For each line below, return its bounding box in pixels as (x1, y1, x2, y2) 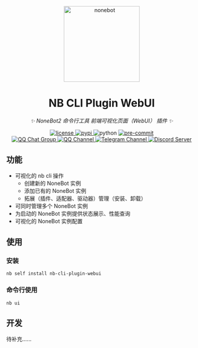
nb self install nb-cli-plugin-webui (6, 270, 102, 277)
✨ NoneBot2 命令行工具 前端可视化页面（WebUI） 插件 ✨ (30, 117, 174, 124)
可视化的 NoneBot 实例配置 (15, 217, 83, 224)
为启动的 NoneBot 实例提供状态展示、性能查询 (15, 210, 131, 217)
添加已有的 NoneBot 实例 (24, 187, 87, 194)
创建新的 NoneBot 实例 (24, 179, 81, 187)
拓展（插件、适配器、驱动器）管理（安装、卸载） (24, 195, 147, 202)
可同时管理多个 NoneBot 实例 (15, 202, 88, 209)
